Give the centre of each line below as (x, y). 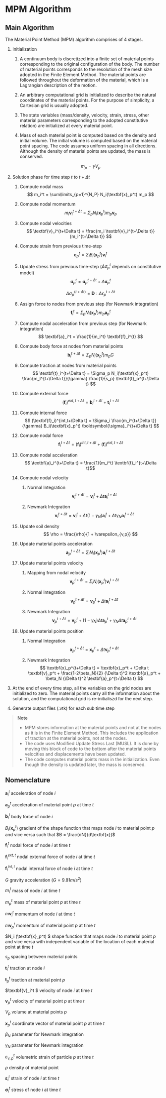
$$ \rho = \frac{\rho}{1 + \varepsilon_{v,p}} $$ (90, 534)
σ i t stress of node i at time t (33, 1090)
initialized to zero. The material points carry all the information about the (86, 693)
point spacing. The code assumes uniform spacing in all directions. (88, 146)
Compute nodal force (41, 436)
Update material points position (52, 631)
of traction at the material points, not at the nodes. (76, 738)
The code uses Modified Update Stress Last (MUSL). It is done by (92, 744)
